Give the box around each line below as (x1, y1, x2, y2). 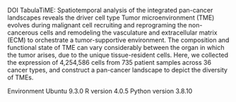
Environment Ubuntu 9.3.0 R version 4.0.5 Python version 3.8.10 (7, 87, 193, 95)
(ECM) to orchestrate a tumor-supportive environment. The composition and (7, 36, 230, 44)
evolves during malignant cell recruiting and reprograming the (7, 21, 187, 29)
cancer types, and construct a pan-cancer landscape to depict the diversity (7, 66, 228, 74)
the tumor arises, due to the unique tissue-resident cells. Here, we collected (7, 51, 228, 59)
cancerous (7, 28, 39, 37)
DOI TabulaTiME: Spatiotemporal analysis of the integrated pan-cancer (7, 6, 213, 14)
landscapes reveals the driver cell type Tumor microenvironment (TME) (7, 13, 215, 22)
